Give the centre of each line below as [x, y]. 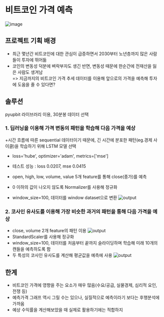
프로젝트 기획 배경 [31, 41]
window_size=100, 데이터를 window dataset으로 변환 [65, 197]
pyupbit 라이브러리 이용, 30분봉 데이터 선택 [47, 114]
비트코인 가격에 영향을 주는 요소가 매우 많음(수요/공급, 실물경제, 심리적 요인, [85, 285]
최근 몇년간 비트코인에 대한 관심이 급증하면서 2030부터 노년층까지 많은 [80, 53]
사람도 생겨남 [30, 72]
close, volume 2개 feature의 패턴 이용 [49, 231]
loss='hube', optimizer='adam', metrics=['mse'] [60, 156]
